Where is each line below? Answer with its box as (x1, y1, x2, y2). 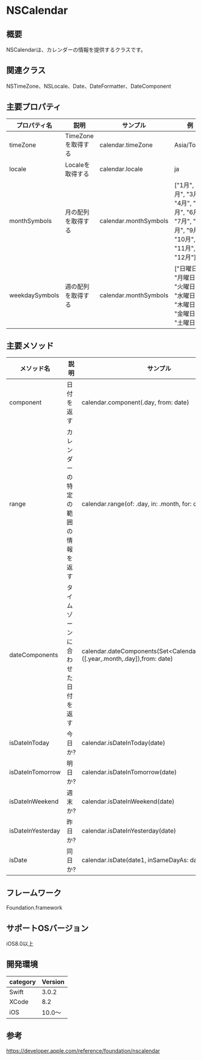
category (9, 978, 36, 986)
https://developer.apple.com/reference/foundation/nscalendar (6, 1047, 161, 1054)
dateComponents (9, 651, 58, 659)
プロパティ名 (16, 121, 52, 129)
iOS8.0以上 (6, 940, 34, 948)
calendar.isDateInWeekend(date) (81, 797, 175, 806)
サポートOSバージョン (6, 923, 89, 933)
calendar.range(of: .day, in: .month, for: (81, 500, 192, 508)
